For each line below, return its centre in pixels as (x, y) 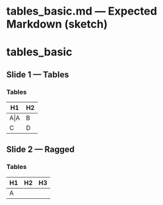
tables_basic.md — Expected (82, 11)
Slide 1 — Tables (38, 74)
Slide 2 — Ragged (41, 150)
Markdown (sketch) (57, 24)
